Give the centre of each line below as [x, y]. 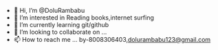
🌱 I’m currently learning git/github [61, 25]
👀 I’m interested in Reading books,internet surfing [84, 18]
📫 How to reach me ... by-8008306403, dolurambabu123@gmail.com [112, 40]
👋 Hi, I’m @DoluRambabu [49, 10]
